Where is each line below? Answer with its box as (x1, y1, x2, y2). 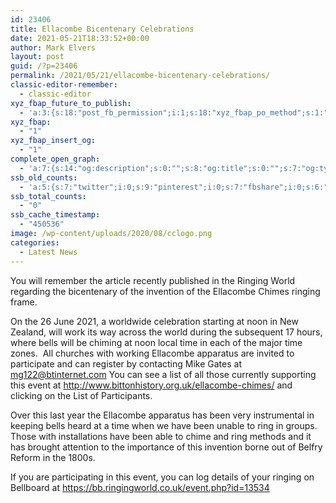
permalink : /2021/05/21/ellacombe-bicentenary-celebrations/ (10, 71, 271, 81)
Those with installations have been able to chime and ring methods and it (10, 430, 312, 442)
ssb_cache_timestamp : (10, 210, 101, 220)
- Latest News (19, 247, 78, 257)
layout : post (10, 52, 65, 62)
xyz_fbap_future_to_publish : (10, 98, 132, 108)
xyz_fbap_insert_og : (10, 136, 97, 146)
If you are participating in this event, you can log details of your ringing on (10, 471, 315, 483)
